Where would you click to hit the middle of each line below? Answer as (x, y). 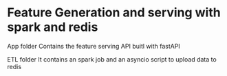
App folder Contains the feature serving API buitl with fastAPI (94, 46)
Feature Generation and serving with (114, 13)
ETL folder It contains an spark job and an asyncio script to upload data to (112, 59)
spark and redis (53, 27)
